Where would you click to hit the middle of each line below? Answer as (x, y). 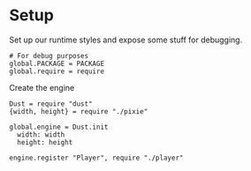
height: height (45, 142)
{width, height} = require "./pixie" (79, 111)
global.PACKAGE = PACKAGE (57, 63)
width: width (41, 134)
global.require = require (57, 71)
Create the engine (42, 87)
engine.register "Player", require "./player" (96, 158)
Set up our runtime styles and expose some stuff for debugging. (126, 40)
